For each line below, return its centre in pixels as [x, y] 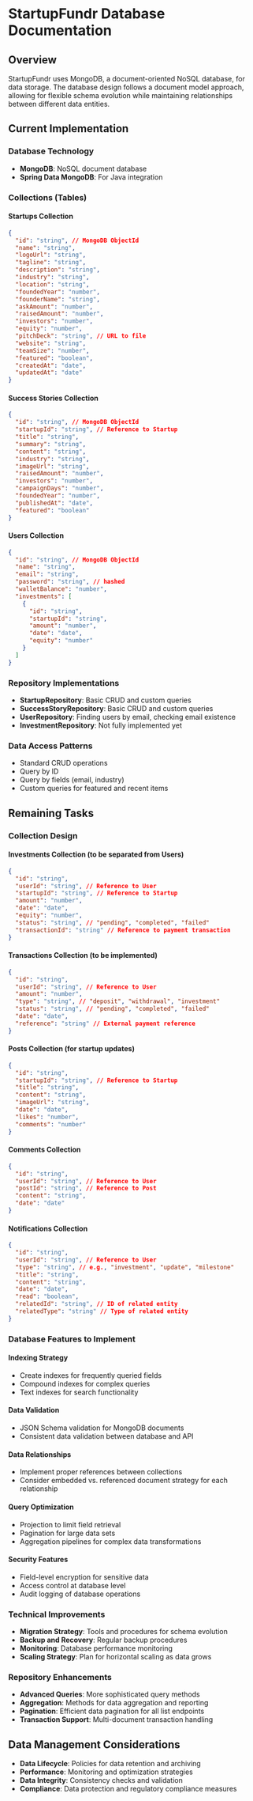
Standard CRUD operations [63, 763]
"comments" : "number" [51, 1124]
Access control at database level [73, 1585]
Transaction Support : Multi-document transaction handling [116, 1720]
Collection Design [43, 835]
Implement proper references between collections [101, 1472]
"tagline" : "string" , [51, 263]
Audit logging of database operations [80, 1594]
